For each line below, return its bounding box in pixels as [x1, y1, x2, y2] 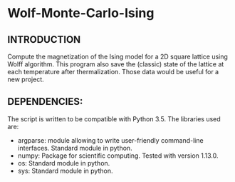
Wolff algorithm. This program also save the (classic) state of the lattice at [7, 60, 224, 69]
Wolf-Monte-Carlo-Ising [7, 5, 155, 21]
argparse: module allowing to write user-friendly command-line [17, 136, 204, 144]
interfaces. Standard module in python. [17, 143, 133, 152]
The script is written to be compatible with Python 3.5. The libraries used [7, 114, 221, 123]
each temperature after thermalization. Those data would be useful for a [7, 68, 219, 76]
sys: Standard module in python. [17, 166, 113, 175]
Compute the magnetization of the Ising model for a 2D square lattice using [7, 52, 228, 61]
